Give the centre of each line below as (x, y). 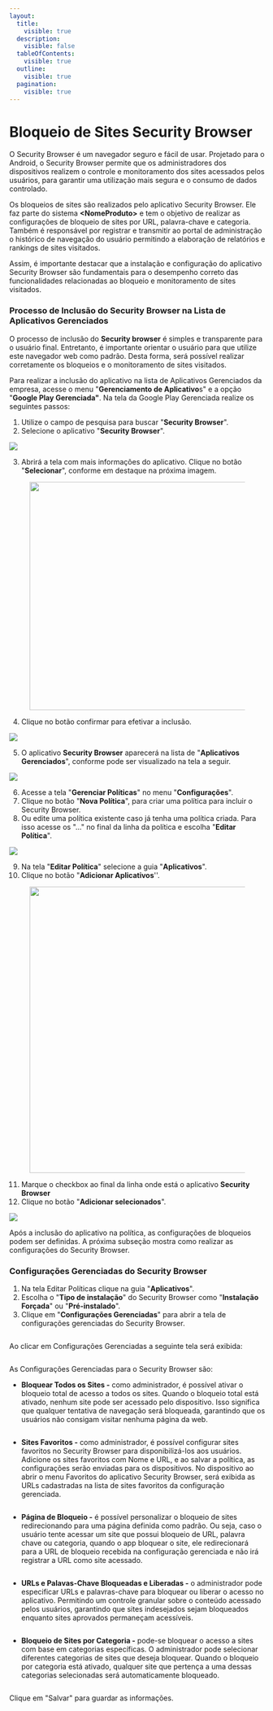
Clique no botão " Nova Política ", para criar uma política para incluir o (136, 801)
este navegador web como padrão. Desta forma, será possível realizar (127, 356)
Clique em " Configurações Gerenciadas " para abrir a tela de (123, 1314)
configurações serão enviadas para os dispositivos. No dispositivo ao (137, 1468)
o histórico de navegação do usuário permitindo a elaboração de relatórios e (137, 239)
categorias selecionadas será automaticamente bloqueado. (120, 1675)
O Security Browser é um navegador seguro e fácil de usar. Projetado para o (137, 155)
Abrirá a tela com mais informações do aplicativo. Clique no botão (131, 461)
